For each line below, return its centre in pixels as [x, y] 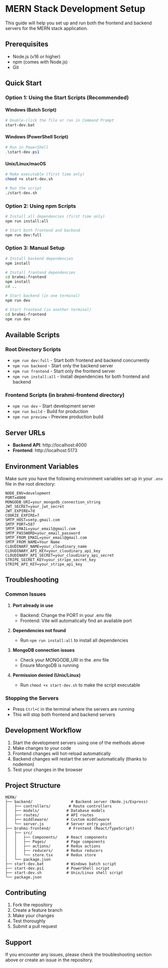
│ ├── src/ [19, 833]
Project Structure [33, 786]
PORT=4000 [16, 498]
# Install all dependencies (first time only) [55, 216]
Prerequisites [27, 44]
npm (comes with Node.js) [40, 62]
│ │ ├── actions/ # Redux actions [53, 846]
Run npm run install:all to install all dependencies [74, 640]
